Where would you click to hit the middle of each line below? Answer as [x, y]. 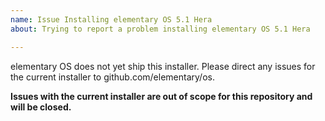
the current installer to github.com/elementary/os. [112, 77]
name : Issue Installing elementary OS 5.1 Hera [111, 19]
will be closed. [41, 107]
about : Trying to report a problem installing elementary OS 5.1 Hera [160, 29]
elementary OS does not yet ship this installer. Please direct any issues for [163, 66]
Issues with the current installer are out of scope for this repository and [161, 96]
